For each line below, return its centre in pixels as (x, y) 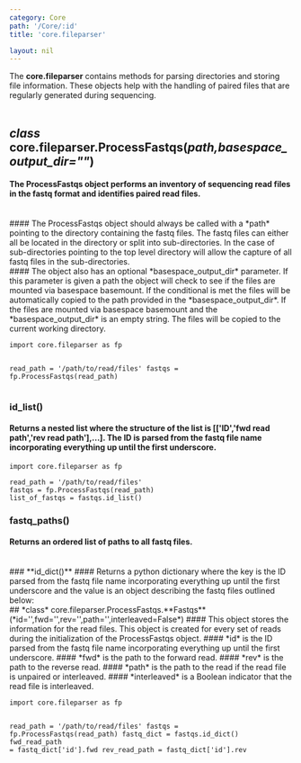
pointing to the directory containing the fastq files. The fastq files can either (149, 233)
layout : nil (31, 50)
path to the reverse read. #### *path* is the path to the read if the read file (148, 668)
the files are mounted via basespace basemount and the (114, 309)
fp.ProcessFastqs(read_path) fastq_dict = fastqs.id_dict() (124, 734)
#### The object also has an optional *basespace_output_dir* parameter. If (149, 271)
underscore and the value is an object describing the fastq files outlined (142, 591)
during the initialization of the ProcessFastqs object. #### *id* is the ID (141, 639)
